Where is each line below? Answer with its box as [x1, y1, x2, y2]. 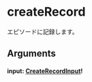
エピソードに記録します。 [7, 27, 78, 36]
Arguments [7, 48, 57, 59]
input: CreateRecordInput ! [7, 66, 83, 75]
